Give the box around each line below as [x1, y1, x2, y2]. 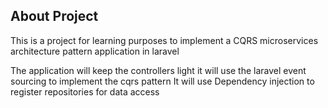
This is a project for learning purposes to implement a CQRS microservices [10, 34, 319, 46]
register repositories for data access [10, 85, 160, 98]
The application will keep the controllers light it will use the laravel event [10, 64, 307, 76]
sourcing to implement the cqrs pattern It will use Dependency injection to [10, 75, 315, 87]
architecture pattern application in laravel [10, 45, 180, 57]
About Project [10, 8, 99, 25]
